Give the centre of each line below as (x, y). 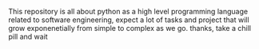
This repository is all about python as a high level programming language (128, 11)
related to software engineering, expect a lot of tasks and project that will (129, 20)
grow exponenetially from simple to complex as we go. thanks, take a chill (130, 28)
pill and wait (28, 36)
